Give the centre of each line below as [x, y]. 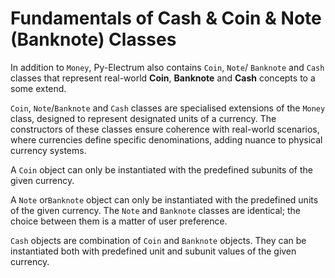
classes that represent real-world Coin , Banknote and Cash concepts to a [163, 78]
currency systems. [48, 150]
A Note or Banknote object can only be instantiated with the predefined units [164, 199]
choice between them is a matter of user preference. [119, 221]
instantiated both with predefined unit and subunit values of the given [153, 251]
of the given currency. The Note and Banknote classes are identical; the [155, 210]
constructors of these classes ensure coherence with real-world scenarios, [165, 129]
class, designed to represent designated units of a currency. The [143, 118]
